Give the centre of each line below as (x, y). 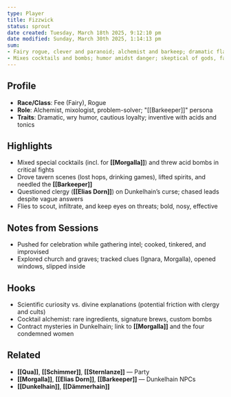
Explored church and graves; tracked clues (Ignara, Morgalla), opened (117, 259)
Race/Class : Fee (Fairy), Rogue (62, 102)
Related (24, 355)
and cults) (31, 312)
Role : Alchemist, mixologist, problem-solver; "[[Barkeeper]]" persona (115, 110)
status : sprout (29, 26)
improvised (33, 252)
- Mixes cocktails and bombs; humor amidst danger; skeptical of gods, (112, 58)
